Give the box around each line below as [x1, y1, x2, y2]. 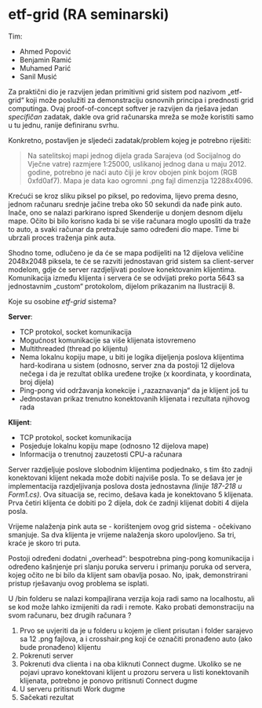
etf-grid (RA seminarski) [8, 6, 169, 24]
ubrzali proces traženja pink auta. [8, 233, 116, 242]
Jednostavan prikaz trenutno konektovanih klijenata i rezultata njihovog [19, 394, 250, 403]
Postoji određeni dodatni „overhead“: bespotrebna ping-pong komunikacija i [8, 553, 254, 563]
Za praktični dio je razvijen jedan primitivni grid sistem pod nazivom [8, 86, 226, 96]
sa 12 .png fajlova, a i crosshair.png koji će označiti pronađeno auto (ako [19, 634, 253, 644]
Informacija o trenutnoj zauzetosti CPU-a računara [19, 449, 183, 459]
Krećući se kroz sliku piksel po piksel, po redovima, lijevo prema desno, [8, 191, 239, 200]
